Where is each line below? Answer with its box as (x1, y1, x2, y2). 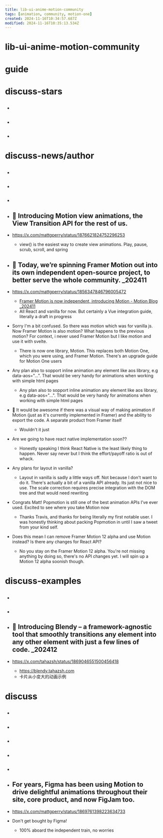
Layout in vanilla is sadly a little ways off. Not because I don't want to (19, 474, 157, 480)
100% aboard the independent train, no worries (19, 827, 114, 833)
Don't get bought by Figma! (12, 818, 67, 823)
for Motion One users (19, 358, 62, 364)
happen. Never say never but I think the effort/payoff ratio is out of (19, 451, 152, 456)
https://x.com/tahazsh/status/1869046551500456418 (12, 658, 119, 664)
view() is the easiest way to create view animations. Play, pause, (19, 242, 148, 247)
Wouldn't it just (19, 426, 49, 432)
